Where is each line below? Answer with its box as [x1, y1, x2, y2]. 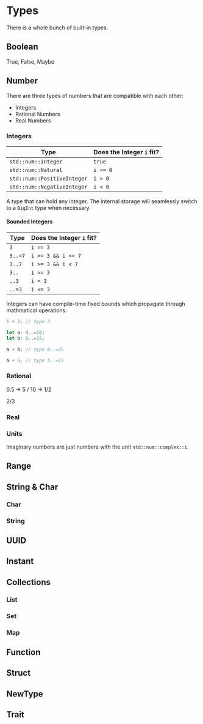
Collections [6, 577, 51, 588]
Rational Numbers [15, 110, 60, 118]
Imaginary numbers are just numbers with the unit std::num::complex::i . [6, 443, 189, 450]
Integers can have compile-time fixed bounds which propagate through [6, 300, 186, 308]
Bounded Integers [6, 218, 53, 225]
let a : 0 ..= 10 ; [6, 329, 45, 335]
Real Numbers [15, 117, 51, 124]
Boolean [6, 42, 38, 52]
